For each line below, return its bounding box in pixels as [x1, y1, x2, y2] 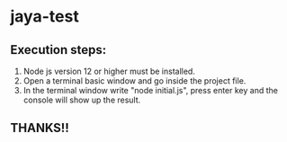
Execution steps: [10, 42, 107, 58]
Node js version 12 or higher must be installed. [22, 66, 196, 76]
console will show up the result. [22, 94, 141, 105]
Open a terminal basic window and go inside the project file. [22, 75, 247, 86]
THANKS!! [10, 120, 70, 136]
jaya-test [10, 6, 79, 27]
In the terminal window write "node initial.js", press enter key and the [22, 85, 278, 95]
